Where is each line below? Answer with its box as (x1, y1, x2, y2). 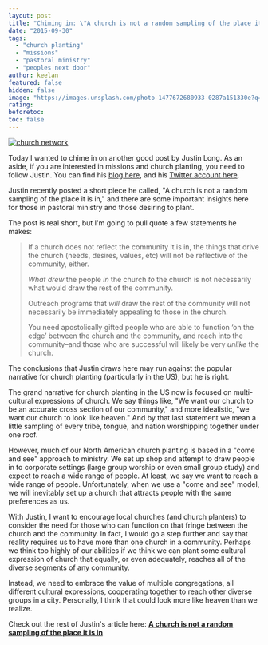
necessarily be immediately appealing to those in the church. (27, 307, 229, 317)
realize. (8, 603, 33, 613)
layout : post (8, 11, 52, 20)
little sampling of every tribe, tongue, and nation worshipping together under (8, 421, 259, 431)
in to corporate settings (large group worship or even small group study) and (8, 462, 260, 472)
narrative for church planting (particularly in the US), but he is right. (8, 372, 230, 381)
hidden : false (8, 86, 56, 94)
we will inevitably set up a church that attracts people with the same (8, 488, 232, 497)
